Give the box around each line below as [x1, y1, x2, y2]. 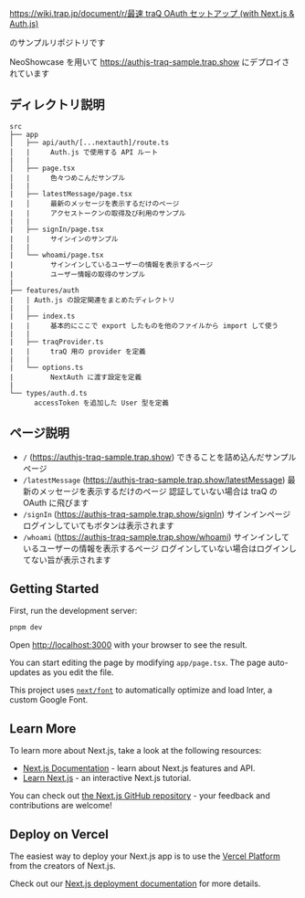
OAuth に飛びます [22, 497, 89, 508]
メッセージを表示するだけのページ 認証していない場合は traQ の [38, 485, 279, 496]
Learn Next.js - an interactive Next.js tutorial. [22, 773, 192, 784]
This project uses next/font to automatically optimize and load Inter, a [9, 684, 273, 696]
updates [9, 667, 41, 678]
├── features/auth [9, 286, 79, 295]
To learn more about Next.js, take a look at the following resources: [9, 745, 262, 756]
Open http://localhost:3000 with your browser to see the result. [9, 639, 248, 650]
